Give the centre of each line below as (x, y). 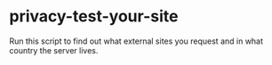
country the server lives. (54, 50)
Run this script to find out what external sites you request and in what (136, 41)
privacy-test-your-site (94, 16)
